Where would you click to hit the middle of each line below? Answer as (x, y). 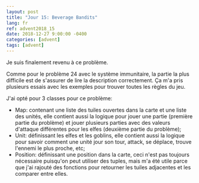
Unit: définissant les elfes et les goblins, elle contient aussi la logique (99, 135)
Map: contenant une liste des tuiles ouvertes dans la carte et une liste (101, 110)
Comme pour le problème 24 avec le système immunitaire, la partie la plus (98, 74)
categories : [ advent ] (33, 40)
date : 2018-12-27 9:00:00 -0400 (46, 34)
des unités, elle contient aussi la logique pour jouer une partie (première (104, 116)
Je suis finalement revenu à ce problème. (57, 62)
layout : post (22, 12)
